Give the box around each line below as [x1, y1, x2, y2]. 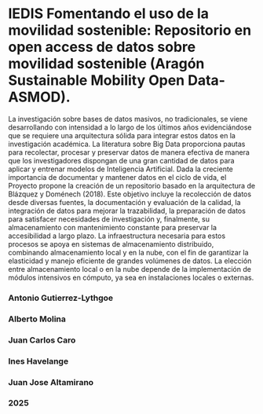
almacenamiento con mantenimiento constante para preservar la [8, 222, 217, 232]
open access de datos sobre [8, 38, 196, 56]
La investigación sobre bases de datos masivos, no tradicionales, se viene [8, 114, 248, 123]
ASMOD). [8, 88, 71, 106]
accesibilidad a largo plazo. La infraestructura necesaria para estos [8, 231, 226, 240]
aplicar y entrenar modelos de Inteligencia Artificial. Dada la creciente [8, 164, 234, 174]
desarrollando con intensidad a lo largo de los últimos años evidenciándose [8, 123, 252, 132]
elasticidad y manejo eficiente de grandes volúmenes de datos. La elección [8, 256, 252, 266]
